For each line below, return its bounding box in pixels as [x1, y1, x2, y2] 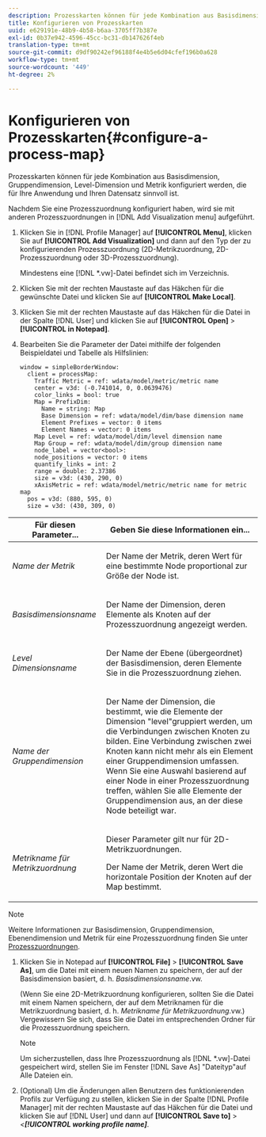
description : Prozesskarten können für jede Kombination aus [8, 11, 215, 20]
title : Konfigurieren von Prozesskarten [8, 19, 144, 27]
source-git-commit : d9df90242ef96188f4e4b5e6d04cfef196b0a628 [8, 48, 218, 56]
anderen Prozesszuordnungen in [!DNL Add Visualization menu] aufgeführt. [8, 212, 255, 222]
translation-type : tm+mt [8, 41, 90, 49]
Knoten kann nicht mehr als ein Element [105, 746, 253, 757]
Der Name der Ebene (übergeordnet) [105, 647, 243, 658]
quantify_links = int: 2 [34, 460, 116, 468]
